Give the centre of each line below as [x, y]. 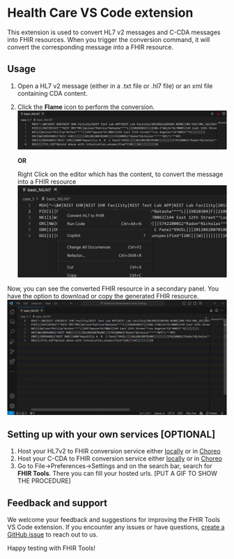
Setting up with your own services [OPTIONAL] [111, 435]
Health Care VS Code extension [100, 13]
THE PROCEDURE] [44, 481]
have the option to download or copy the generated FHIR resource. [103, 296]
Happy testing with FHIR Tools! [52, 548]
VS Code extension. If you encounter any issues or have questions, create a [116, 527]
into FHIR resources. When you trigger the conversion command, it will [109, 39]
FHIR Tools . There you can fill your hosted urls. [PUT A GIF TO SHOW [117, 474]
